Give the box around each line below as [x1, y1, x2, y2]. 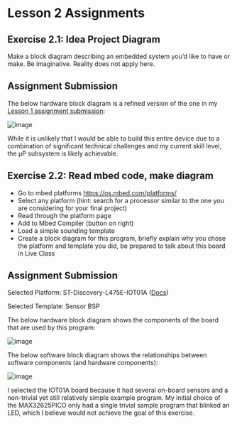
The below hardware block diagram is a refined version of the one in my [7, 99, 218, 107]
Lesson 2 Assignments [7, 5, 145, 21]
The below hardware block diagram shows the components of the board [7, 316, 219, 325]
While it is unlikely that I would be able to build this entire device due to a [7, 134, 220, 143]
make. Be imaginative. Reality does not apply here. [7, 60, 155, 68]
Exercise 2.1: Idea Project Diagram [7, 33, 161, 45]
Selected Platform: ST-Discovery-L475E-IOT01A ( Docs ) [7, 288, 169, 297]
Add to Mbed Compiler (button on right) [17, 219, 134, 227]
